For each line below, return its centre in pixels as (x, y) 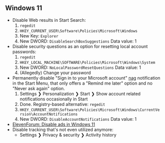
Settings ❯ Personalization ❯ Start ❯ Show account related (80, 94)
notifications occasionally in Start (54, 99)
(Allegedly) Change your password (55, 72)
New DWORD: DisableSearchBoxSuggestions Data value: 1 (78, 41)
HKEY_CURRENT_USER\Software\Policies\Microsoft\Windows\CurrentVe (90, 110)
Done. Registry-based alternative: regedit (62, 104)
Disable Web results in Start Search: (49, 20)
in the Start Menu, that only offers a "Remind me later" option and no (82, 83)
